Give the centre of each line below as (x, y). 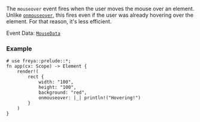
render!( (28, 72)
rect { (36, 77)
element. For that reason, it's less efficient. (59, 21)
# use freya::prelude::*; (38, 61)
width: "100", (56, 82)
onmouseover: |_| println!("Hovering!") (89, 98)
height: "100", (57, 87)
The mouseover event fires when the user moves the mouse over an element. (100, 9)
